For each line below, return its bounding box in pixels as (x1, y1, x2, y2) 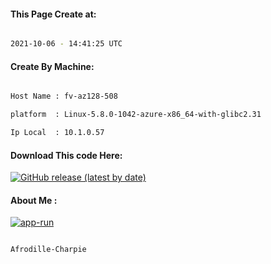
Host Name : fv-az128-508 (10, 91, 118, 102)
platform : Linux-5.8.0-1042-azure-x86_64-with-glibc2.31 (10, 110, 262, 120)
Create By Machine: (10, 60, 95, 72)
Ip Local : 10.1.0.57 (10, 128, 105, 138)
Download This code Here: (10, 149, 123, 161)
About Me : (10, 194, 58, 206)
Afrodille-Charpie (10, 245, 87, 255)
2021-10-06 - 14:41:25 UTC (10, 39, 123, 49)
